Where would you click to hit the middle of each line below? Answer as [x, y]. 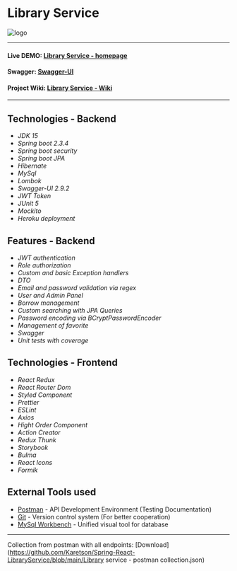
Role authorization [44, 265]
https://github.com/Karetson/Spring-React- [72, 552]
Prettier [28, 402]
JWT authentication [46, 258]
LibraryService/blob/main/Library [56, 560]
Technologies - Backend [62, 119]
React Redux [36, 379]
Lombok [30, 181]
